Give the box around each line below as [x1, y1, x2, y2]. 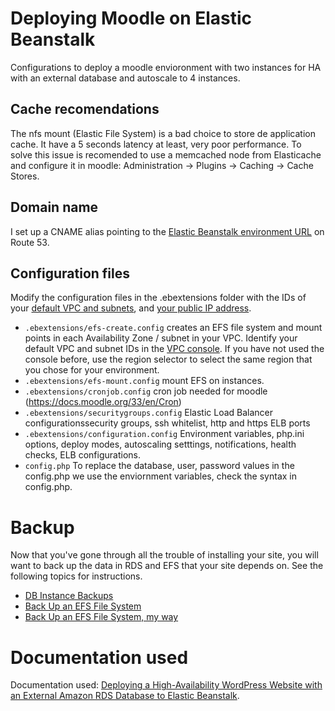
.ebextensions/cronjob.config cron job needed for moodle [24, 385, 268, 397]
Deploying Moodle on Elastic [10, 7, 253, 30]
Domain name [10, 199, 99, 216]
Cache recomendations [10, 101, 160, 118]
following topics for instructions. [10, 570, 143, 582]
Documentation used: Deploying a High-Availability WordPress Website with [10, 679, 323, 691]
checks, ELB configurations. [24, 449, 141, 461]
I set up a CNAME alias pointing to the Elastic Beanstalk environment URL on [10, 225, 325, 237]
